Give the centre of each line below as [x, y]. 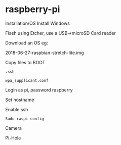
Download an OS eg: [27, 43]
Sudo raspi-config [25, 119]
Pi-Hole [13, 138]
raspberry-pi [33, 9]
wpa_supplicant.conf [27, 80]
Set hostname [20, 100]
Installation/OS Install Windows [37, 23]
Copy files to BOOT [25, 62]
